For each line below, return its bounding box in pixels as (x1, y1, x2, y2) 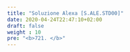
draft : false (7, 22, 44, 29)
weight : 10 (7, 28, 41, 36)
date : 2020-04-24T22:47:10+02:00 (7, 16, 103, 23)
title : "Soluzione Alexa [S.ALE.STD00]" (7, 9, 125, 17)
